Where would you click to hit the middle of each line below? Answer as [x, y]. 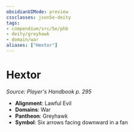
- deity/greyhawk [28, 34]
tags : [13, 23]
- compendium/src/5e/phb [37, 28]
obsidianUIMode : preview [37, 12]
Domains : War [33, 109]
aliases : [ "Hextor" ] [32, 46]
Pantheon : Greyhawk [41, 116]
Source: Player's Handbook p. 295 [49, 91]
